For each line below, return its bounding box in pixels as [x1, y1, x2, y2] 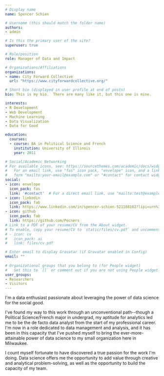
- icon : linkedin [5, 196, 41, 200]
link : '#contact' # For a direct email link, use [9, 191, 115, 196]
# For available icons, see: [5, 164, 64, 169]
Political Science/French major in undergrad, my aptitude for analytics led [5, 315, 153, 320]
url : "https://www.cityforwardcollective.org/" [9, 79, 108, 83]
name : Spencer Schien [5, 12, 49, 17]
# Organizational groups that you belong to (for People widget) [5, 263, 141, 268]
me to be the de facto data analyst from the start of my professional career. [5, 320, 156, 326]
